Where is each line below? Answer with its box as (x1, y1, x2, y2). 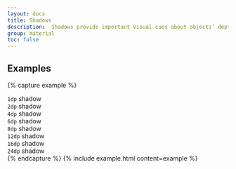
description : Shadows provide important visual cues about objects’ (7, 23, 216, 30)
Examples (7, 62, 51, 74)
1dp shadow (7, 94, 42, 102)
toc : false (7, 36, 39, 43)
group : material (7, 29, 55, 37)
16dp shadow (7, 139, 45, 147)
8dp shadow (7, 124, 42, 133)
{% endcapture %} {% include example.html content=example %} (7, 154, 198, 162)
